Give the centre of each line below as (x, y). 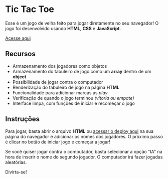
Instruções (23, 119)
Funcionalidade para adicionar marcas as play (60, 93)
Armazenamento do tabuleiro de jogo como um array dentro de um (82, 71)
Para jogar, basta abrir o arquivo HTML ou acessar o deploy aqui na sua (79, 131)
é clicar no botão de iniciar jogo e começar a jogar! (58, 142)
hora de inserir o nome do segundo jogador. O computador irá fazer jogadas (84, 157)
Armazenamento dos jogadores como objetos (60, 66)
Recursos (21, 54)
